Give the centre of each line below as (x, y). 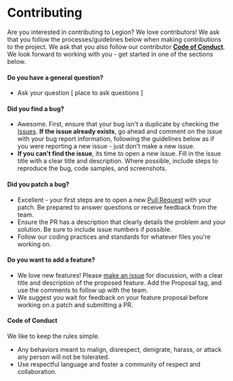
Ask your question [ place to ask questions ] (80, 93)
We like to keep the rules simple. (54, 336)
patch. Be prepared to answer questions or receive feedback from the (117, 207)
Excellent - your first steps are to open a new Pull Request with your (114, 200)
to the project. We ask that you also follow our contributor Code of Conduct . (116, 46)
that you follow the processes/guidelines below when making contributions (114, 39)
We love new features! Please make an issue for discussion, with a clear (120, 275)
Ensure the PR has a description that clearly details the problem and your (121, 222)
